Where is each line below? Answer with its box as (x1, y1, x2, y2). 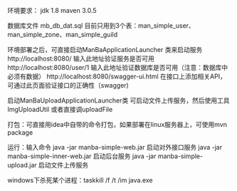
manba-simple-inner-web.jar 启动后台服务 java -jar (7, 152, 157, 160)
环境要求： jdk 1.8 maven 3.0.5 (7, 6, 98, 14)
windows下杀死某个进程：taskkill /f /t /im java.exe (7, 176, 153, 184)
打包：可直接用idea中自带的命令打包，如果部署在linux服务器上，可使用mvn (7, 120, 228, 128)
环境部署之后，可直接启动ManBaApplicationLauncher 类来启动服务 (7, 46, 203, 53)
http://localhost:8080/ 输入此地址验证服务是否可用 (7, 54, 154, 63)
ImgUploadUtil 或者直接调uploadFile (7, 105, 113, 113)
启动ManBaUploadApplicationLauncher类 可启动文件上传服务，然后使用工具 (7, 96, 230, 105)
